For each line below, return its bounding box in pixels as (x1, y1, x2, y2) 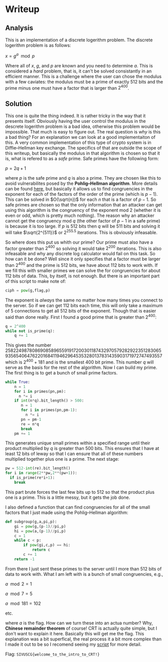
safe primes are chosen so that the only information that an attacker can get (5, 202, 162, 208)
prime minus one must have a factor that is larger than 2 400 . (5, 84, 129, 91)
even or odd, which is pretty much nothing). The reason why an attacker (5, 212, 154, 218)
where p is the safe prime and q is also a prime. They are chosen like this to (5, 175, 161, 181)
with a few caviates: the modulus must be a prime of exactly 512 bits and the (5, 79, 163, 85)
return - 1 (14, 556, 35, 562)
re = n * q (21, 421, 39, 426)
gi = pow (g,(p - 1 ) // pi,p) (14, 524, 66, 529)
